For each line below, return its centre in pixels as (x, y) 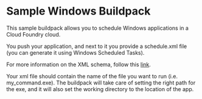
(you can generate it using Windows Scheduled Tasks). (75, 52)
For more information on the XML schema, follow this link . (78, 64)
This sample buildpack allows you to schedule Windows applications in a (97, 28)
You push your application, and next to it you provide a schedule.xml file (97, 46)
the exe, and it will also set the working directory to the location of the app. (100, 89)
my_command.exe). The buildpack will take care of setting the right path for (101, 83)
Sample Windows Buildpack (78, 11)
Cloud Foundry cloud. (33, 34)
